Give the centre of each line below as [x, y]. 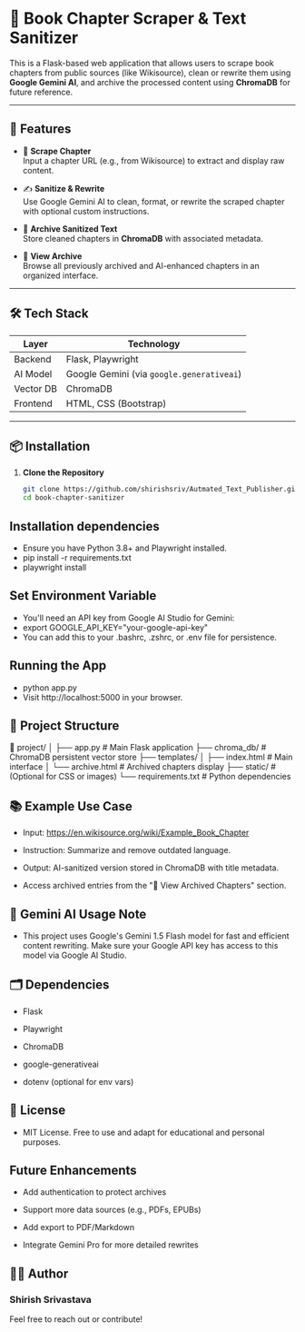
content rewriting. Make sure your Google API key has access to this [150, 945]
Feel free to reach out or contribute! [76, 1319]
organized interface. [60, 275]
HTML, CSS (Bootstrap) [116, 403]
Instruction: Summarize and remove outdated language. [127, 850]
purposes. [42, 1142]
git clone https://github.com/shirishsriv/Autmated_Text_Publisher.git [161, 490]
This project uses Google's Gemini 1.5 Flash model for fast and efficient [156, 936]
